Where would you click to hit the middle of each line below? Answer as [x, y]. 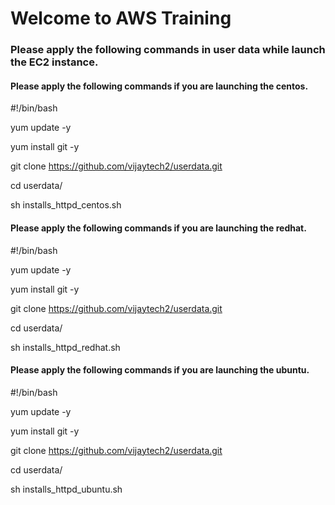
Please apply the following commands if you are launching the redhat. [158, 228]
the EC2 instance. [54, 62]
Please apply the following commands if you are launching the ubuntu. [160, 370]
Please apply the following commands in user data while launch [168, 50]
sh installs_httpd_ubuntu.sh [66, 489]
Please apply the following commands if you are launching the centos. [159, 86]
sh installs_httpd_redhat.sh [65, 347]
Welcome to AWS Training [121, 18]
